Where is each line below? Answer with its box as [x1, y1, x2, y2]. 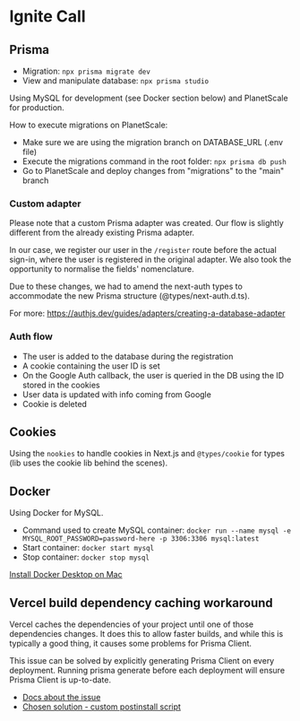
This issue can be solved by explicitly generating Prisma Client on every [9, 656, 275, 666]
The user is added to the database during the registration [21, 351, 234, 361]
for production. [9, 102, 64, 113]
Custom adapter [9, 197, 81, 210]
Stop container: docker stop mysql [21, 552, 150, 562]
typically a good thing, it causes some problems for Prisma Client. [9, 638, 253, 649]
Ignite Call [9, 6, 87, 27]
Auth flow [9, 330, 54, 343]
